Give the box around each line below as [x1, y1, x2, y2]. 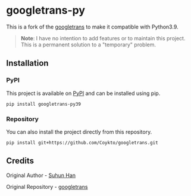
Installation [6, 58, 49, 68]
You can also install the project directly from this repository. [6, 128, 152, 135]
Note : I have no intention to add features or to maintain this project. [20, 34, 186, 42]
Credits [6, 156, 35, 166]
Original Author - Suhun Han [6, 172, 76, 179]
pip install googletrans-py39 [6, 101, 82, 107]
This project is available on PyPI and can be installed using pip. [6, 90, 161, 97]
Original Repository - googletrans [6, 183, 88, 190]
